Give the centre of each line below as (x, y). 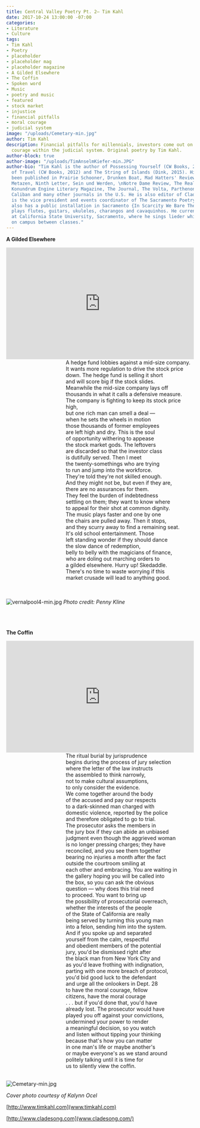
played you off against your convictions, (115, 1015)
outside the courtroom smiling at (106, 863)
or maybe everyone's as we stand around (117, 1053)
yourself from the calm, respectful (107, 939)
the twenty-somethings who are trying (112, 464)
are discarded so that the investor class (114, 451)
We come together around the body (110, 794)
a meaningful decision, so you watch (111, 1028)
